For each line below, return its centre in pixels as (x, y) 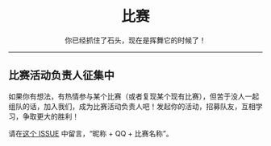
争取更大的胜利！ (50, 116)
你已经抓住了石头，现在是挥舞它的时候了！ (135, 40)
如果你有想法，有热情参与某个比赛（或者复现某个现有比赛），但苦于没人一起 (134, 96)
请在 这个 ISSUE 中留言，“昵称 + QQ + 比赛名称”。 (91, 133)
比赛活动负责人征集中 (61, 76)
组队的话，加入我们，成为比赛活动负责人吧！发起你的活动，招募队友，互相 (132, 106)
